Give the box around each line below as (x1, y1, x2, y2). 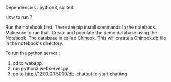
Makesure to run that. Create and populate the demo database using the (5, 30, 157, 35)
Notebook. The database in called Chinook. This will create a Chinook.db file (5, 35, 166, 41)
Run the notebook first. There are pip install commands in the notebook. (5, 24, 157, 30)
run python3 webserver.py (12, 66, 69, 71)
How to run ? (5, 14, 32, 20)
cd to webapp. (12, 60, 43, 66)
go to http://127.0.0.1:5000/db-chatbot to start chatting (12, 71, 127, 77)
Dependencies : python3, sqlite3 (5, 5, 74, 10)
